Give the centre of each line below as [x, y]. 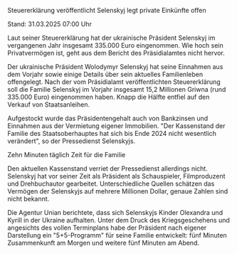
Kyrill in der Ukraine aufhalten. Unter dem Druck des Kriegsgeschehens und [118, 220]
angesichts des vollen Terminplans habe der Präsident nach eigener [107, 228]
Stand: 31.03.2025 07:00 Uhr [50, 24]
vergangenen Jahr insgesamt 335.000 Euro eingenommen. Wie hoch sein [116, 45]
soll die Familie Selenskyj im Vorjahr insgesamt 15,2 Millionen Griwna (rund [117, 89]
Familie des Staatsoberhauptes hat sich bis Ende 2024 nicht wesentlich [112, 133]
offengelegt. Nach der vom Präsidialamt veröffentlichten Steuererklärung [114, 82]
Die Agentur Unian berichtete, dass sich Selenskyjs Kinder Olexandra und [115, 212]
